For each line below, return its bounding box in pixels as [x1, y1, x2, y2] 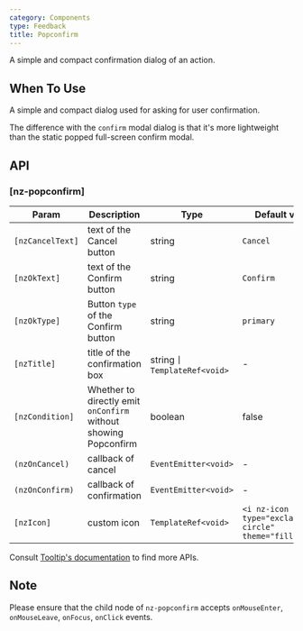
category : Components [9, 13, 91, 23]
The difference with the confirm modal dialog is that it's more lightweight [9, 123, 280, 133]
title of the [87, 346, 131, 359]
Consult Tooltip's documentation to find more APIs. [9, 552, 199, 562]
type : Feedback [9, 22, 67, 31]
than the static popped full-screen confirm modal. [9, 132, 195, 142]
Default [254, 208, 287, 221]
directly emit [87, 394, 141, 407]
